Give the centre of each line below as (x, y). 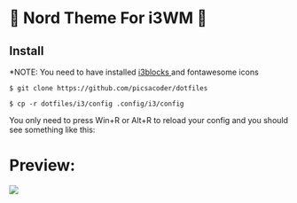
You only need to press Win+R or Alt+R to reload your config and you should (149, 120)
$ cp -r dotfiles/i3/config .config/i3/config (97, 104)
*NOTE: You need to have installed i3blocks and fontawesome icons (134, 72)
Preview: (42, 165)
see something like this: (52, 129)
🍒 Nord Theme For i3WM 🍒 (108, 18)
